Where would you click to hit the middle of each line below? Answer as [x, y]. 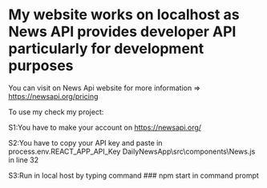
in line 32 [23, 160]
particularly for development [106, 49]
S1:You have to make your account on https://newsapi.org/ [105, 127]
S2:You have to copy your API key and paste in [85, 142]
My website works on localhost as [124, 15]
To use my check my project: [56, 112]
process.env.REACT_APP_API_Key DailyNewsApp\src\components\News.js [132, 151]
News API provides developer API [122, 32]
